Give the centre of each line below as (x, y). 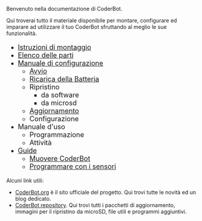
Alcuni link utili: (25, 180)
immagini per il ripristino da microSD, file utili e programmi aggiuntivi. (101, 212)
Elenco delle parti (46, 55)
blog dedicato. (33, 199)
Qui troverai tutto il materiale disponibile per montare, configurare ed (92, 20)
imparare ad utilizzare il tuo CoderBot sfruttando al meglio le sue (87, 27)
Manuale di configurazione (61, 63)
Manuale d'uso (41, 127)
